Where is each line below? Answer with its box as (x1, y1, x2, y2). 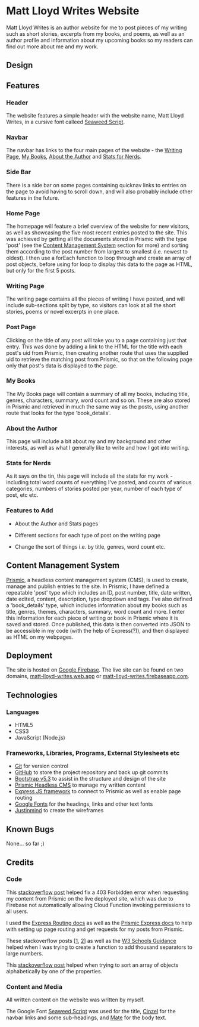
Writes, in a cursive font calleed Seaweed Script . (6, 118, 125, 126)
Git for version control (14, 762, 69, 770)
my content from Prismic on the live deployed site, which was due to (6, 895, 173, 902)
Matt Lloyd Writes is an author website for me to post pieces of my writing (6, 24, 187, 31)
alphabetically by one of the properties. (6, 967, 103, 975)
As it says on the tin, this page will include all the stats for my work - (6, 472, 173, 480)
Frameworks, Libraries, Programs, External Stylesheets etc (6, 748, 180, 757)
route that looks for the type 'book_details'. (6, 409, 111, 416)
